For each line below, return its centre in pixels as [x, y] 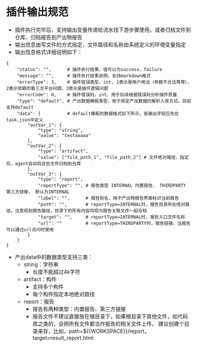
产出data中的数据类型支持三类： [54, 257]
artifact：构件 [40, 279]
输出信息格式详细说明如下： [49, 52]
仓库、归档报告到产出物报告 [49, 37]
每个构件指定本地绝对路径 [64, 294]
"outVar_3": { [45, 174]
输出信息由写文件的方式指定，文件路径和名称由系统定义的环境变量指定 [100, 44]
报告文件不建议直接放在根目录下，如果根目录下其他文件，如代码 [110, 316]
